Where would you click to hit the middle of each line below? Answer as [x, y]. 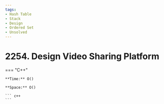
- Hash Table [18, 14]
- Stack [13, 19]
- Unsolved [16, 32]
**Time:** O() [20, 79]
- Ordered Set [20, 28]
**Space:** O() [21, 87]
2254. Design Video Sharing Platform [82, 56]
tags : [11, 10]
